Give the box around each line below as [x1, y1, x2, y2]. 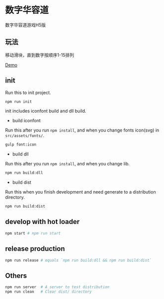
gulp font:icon [5, 142, 37, 147]
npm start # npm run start [5, 230, 61, 236]
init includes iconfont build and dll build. [5, 108, 87, 114]
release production [5, 244, 65, 253]
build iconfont [12, 118, 41, 124]
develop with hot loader [5, 218, 80, 226]
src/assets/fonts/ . [5, 133, 45, 139]
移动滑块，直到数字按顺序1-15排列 [5, 52, 74, 58]
